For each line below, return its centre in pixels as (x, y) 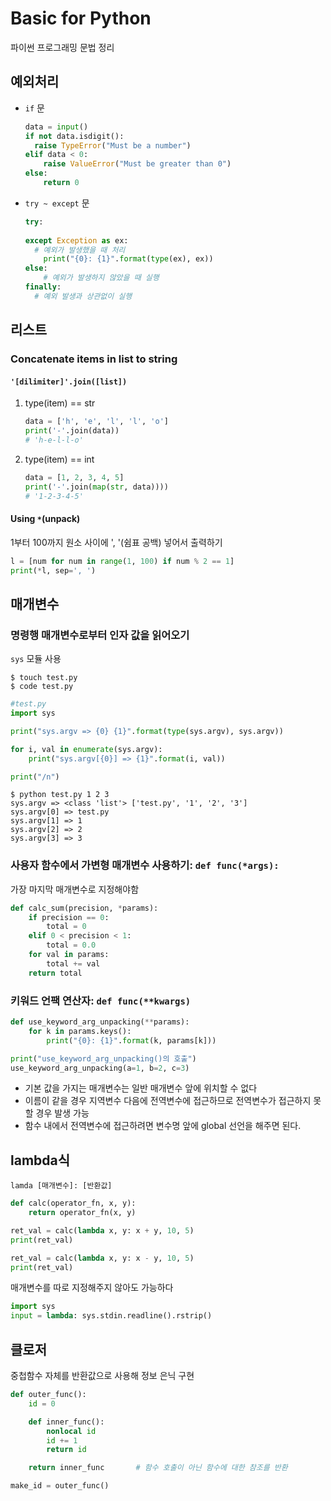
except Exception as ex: (76, 240)
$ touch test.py (44, 678)
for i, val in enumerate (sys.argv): (86, 749)
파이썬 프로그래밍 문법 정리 (62, 47)
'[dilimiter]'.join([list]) (69, 382)
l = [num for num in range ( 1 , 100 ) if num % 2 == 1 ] (122, 561)
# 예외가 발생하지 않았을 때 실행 (101, 278)
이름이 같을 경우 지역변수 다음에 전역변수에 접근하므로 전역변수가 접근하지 (168, 1101)
